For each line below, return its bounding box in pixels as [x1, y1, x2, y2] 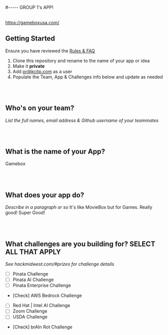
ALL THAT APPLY [5, 248, 61, 256]
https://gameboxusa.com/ [5, 20, 59, 25]
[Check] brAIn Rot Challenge [12, 324, 73, 330]
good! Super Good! [5, 209, 45, 216]
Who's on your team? [5, 104, 75, 112]
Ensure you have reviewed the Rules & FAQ [5, 48, 95, 54]
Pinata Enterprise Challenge [12, 282, 71, 289]
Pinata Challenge [12, 271, 49, 277]
